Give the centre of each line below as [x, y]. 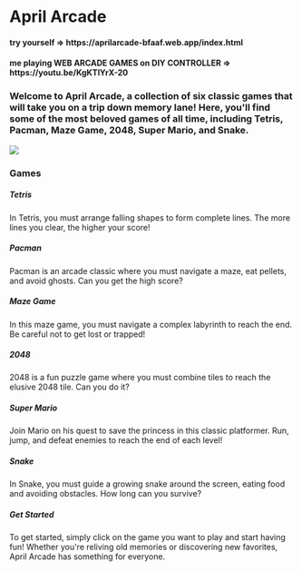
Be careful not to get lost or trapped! [78, 334]
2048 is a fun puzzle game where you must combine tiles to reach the [140, 378]
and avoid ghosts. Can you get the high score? [96, 281]
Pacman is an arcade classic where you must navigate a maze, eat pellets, [148, 271]
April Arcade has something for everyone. [88, 556]
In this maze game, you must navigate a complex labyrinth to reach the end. [151, 324]
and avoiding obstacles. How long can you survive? [106, 494]
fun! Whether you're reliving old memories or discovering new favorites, [144, 547]
